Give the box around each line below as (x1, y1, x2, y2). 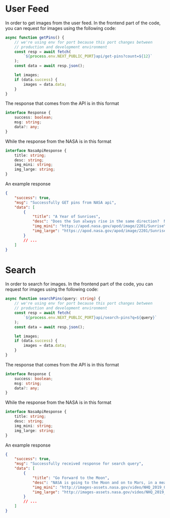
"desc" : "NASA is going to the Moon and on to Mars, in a (32, 480, 157, 485)
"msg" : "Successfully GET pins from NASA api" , (14, 200, 116, 205)
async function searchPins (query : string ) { (5, 296, 101, 302)
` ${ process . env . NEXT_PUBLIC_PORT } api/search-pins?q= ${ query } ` (23, 315, 157, 320)
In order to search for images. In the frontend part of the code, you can (5, 281, 153, 287)
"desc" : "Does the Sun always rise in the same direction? (32, 219, 159, 224)
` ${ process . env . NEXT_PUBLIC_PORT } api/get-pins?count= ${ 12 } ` (23, 54, 153, 59)
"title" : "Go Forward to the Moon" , (32, 475, 110, 480)
